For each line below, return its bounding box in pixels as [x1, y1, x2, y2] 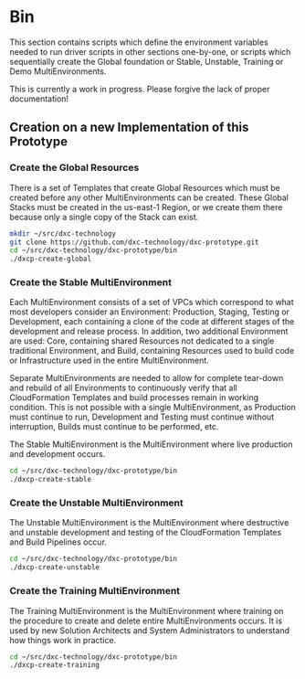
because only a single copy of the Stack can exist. [9, 211, 199, 222]
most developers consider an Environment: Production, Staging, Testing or [9, 306, 290, 317]
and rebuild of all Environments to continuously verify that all [9, 382, 237, 394]
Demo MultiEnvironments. [9, 66, 107, 77]
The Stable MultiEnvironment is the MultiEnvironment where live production [9, 439, 293, 450]
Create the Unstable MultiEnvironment [9, 496, 184, 509]
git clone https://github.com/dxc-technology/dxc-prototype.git [9, 238, 259, 247]
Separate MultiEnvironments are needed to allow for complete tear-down [9, 373, 284, 384]
